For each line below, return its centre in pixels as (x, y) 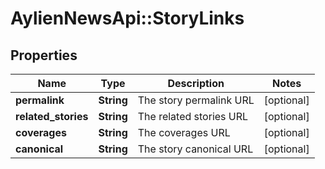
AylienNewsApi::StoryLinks (127, 18)
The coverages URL (184, 132)
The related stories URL (193, 116)
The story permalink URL (196, 100)
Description (196, 83)
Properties (44, 55)
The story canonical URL (195, 149)
